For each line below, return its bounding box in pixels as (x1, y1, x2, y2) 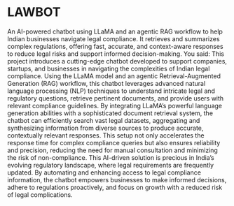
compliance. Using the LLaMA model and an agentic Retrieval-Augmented (7, 71, 221, 80)
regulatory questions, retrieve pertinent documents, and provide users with (7, 94, 224, 102)
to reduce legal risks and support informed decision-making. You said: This (7, 50, 224, 58)
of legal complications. (7, 190, 73, 199)
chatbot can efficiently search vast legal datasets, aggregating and (7, 116, 200, 124)
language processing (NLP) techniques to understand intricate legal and (7, 87, 216, 95)
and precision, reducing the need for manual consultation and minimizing (7, 146, 219, 154)
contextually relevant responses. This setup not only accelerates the (7, 131, 205, 140)
